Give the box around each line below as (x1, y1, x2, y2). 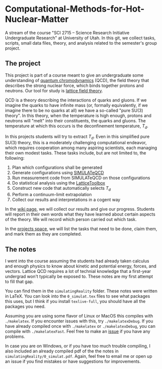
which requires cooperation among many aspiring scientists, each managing (5, 145, 157, 151)
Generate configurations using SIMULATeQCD (12, 170, 104, 176)
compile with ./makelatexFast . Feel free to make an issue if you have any (5, 328, 151, 334)
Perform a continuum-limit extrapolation (12, 192, 92, 198)
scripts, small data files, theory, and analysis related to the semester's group (5, 40, 157, 46)
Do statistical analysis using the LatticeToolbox (12, 180, 105, 186)
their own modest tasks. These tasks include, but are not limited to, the (5, 150, 147, 156)
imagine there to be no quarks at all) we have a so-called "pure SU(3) (5, 107, 144, 113)
